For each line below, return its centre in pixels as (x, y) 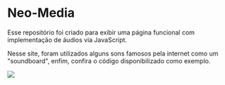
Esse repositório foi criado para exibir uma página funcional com (101, 32)
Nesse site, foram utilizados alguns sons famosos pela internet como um (113, 53)
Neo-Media (41, 13)
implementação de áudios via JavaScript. (67, 39)
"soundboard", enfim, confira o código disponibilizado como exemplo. (109, 60)
